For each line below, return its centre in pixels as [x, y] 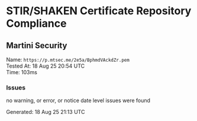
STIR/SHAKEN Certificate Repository [99, 11]
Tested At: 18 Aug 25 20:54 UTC [46, 66]
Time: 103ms [22, 72]
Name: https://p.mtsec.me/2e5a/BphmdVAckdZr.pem [68, 60]
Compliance [36, 23]
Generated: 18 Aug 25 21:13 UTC [46, 112]
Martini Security [37, 45]
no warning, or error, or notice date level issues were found [78, 101]
